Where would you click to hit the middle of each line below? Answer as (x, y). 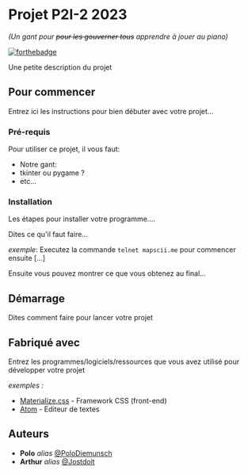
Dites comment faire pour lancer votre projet (80, 318)
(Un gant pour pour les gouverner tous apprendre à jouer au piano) (118, 36)
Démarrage (36, 298)
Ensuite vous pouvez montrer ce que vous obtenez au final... (107, 273)
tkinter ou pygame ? (52, 173)
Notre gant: (38, 165)
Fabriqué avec (44, 342)
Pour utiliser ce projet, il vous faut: (64, 149)
